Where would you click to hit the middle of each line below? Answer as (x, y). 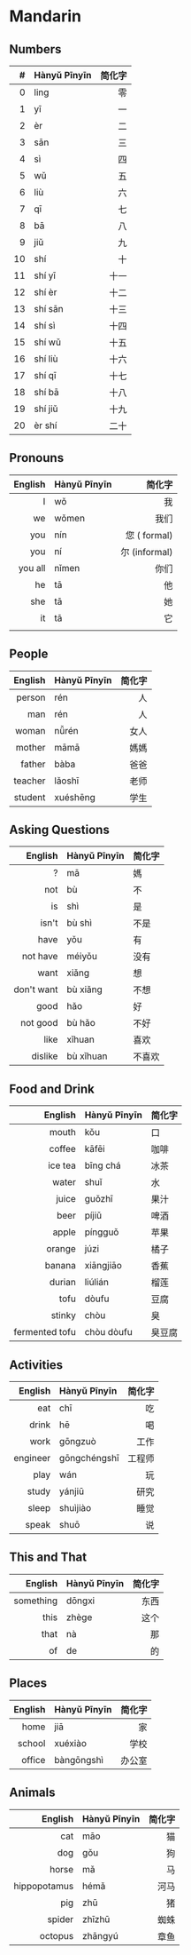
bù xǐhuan (87, 1056)
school (31, 1743)
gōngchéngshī (89, 1458)
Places (28, 1684)
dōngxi (80, 1601)
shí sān (49, 309)
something (36, 1601)
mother (31, 747)
